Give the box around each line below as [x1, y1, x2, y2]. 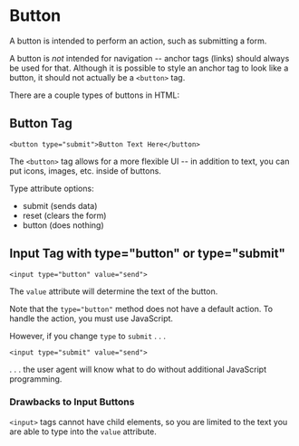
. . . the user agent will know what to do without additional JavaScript [9, 364, 267, 375]
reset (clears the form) [22, 210, 107, 221]
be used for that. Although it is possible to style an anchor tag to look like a [9, 62, 289, 73]
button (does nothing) [22, 219, 104, 231]
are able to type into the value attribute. [9, 426, 157, 437]
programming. [9, 373, 63, 384]
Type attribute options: [9, 183, 94, 194]
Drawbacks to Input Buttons [9, 395, 135, 408]
